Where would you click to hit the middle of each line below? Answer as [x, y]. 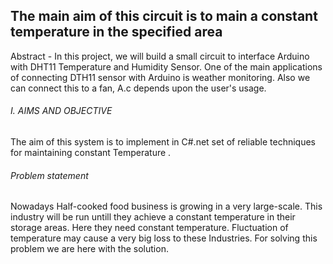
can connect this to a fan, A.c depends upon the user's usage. [138, 88]
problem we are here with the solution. [89, 249]
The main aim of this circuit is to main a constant [164, 16]
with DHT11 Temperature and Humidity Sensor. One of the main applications [166, 66]
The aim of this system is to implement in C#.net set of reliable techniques [163, 142]
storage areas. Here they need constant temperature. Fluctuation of [149, 228]
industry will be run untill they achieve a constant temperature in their [153, 217]
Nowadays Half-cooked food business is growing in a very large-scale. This [166, 206]
